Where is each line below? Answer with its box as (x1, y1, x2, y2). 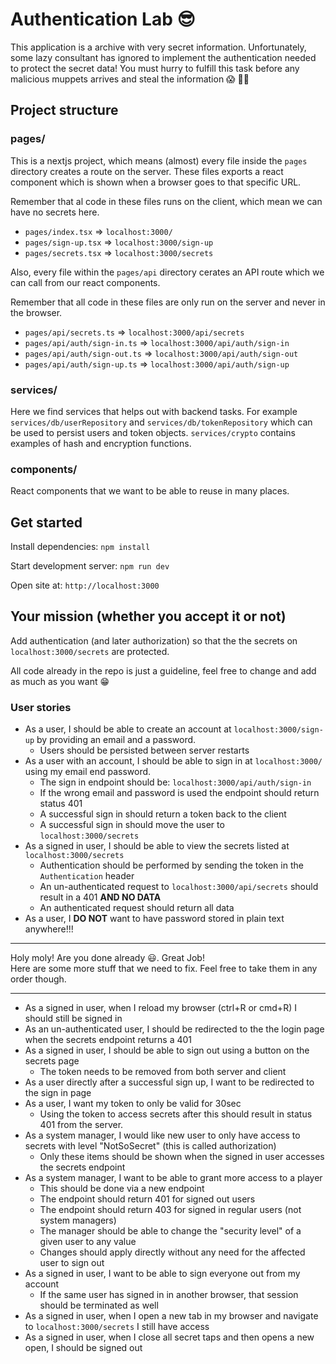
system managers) (39, 1214, 117, 1227)
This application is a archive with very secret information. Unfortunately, (10, 41, 307, 53)
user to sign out (39, 1257, 105, 1269)
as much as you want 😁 (10, 675, 110, 687)
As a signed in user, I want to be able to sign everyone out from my (24, 1268, 301, 1280)
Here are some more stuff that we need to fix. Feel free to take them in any (10, 963, 318, 975)
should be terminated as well (39, 1299, 159, 1312)
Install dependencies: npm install (10, 541, 151, 553)
